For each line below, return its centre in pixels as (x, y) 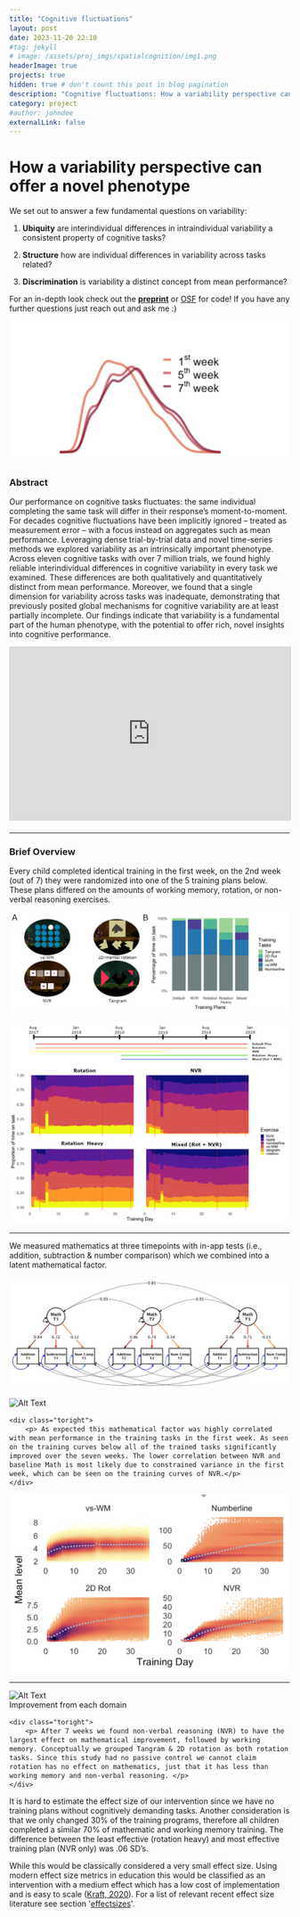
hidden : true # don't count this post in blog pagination (119, 85)
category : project (43, 103)
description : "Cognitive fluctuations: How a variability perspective (143, 94)
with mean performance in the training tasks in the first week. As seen (149, 1438)
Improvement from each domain (68, 1704)
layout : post (33, 28)
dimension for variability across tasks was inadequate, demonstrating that (145, 596)
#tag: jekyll (33, 47)
